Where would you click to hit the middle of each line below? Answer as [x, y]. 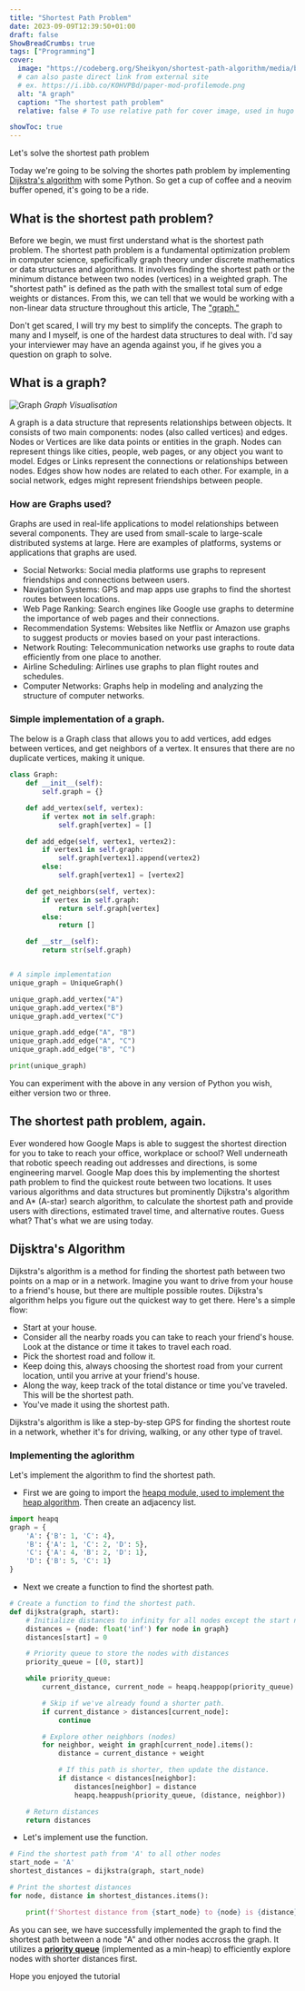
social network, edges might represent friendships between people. [136, 480]
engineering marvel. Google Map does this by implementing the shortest [145, 1172]
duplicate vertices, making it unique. [77, 758]
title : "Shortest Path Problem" [70, 18]
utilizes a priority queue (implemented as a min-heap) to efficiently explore [150, 1948]
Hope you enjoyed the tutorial [65, 1976]
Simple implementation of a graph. [87, 718]
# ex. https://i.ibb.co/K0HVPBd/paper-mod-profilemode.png [132, 85]
